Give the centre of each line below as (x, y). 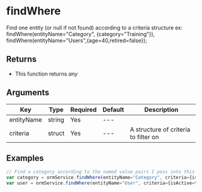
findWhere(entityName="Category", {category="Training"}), (81, 34)
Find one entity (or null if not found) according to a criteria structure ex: (94, 28)
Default (113, 109)
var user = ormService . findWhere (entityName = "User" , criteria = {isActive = (101, 183)
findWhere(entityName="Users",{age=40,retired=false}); (77, 40)
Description (161, 109)
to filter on (145, 137)
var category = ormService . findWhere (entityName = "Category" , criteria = (98, 178)
